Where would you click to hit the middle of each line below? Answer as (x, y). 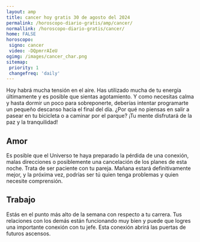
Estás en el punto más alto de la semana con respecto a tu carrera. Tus (94, 214)
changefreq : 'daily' (35, 73)
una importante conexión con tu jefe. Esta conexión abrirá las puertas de (96, 227)
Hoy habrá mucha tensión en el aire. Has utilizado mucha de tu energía (94, 90)
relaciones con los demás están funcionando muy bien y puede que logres (98, 220)
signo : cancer (26, 46)
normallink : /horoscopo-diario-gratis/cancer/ (65, 29)
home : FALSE (21, 34)
